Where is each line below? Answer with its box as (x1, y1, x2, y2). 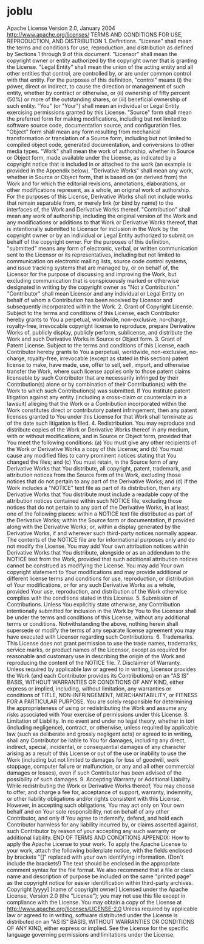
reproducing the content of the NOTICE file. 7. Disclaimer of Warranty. (7, 659, 182, 666)
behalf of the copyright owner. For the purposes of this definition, (7, 238, 171, 245)
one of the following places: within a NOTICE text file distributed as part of (7, 510, 193, 517)
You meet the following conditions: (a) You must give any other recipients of (7, 439, 197, 446)
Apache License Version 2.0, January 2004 (7, 24, 116, 32)
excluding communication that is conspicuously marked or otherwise (7, 277, 180, 284)
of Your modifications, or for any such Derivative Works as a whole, (7, 581, 175, 589)
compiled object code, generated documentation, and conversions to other (7, 141, 195, 148)
